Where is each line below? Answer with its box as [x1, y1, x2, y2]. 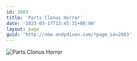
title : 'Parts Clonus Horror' [6, 15, 83, 21]
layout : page [6, 26, 40, 32]
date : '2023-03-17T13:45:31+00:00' [6, 20, 97, 26]
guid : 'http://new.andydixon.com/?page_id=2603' [6, 32, 132, 38]
